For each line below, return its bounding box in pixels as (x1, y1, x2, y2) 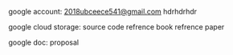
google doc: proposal (8, 37, 79, 47)
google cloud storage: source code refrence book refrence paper (8, 22, 225, 31)
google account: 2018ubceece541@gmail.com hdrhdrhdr (8, 7, 198, 16)
